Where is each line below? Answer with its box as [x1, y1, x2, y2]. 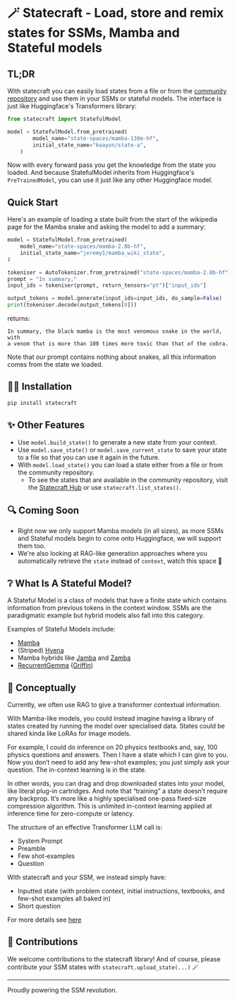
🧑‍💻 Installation [7, 381, 73, 393]
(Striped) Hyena [17, 646, 64, 655]
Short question [17, 902, 61, 910]
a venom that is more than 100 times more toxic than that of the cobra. [7, 341, 229, 348]
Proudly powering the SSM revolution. [7, 985, 118, 994]
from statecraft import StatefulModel [7, 115, 121, 122]
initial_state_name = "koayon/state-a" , [32, 142, 147, 149]
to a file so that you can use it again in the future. [17, 453, 160, 462]
